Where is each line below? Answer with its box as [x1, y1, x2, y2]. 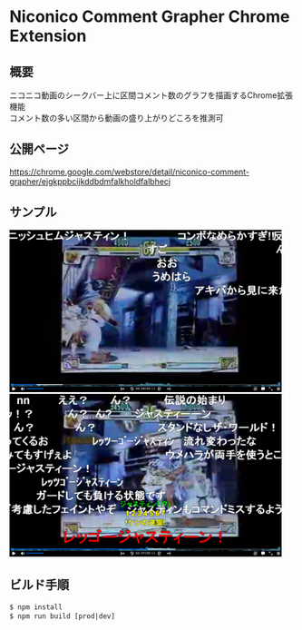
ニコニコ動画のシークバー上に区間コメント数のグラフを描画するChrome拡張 [9, 90, 293, 101]
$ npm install [9, 603, 63, 612]
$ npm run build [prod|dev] [9, 612, 116, 621]
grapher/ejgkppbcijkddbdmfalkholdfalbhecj [9, 175, 170, 187]
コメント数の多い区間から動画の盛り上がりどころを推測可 [9, 113, 224, 123]
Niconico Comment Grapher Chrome [9, 6, 290, 27]
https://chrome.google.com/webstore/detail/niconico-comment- [9, 166, 250, 177]
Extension [9, 25, 87, 46]
